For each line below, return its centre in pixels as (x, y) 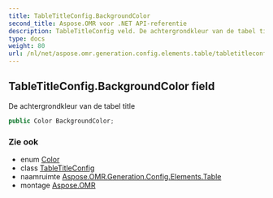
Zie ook (24, 141)
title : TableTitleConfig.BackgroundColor (80, 16)
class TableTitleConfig (57, 168)
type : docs (27, 39)
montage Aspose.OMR (58, 185)
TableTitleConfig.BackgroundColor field (112, 86)
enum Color (40, 159)
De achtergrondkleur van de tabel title (72, 105)
